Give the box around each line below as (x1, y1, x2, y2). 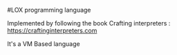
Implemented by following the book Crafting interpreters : (7, 19, 171, 27)
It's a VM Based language (7, 40, 81, 47)
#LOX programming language (7, 6, 91, 14)
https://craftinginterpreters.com (7, 27, 97, 34)
